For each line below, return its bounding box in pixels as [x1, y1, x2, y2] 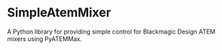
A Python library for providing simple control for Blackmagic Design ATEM [7, 27, 216, 36]
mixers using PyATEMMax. [7, 34, 82, 42]
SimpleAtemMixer [7, 5, 112, 21]
